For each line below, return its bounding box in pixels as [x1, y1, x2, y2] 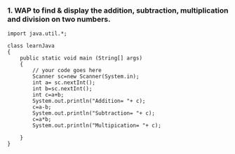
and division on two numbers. [7, 14, 111, 24]
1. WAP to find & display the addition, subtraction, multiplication [7, 6, 229, 15]
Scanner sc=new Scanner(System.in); [32, 73, 140, 80]
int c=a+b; [32, 92, 65, 99]
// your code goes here [32, 67, 102, 74]
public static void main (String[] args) [20, 55, 142, 62]
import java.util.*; [7, 30, 68, 37]
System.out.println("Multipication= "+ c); [32, 122, 161, 129]
